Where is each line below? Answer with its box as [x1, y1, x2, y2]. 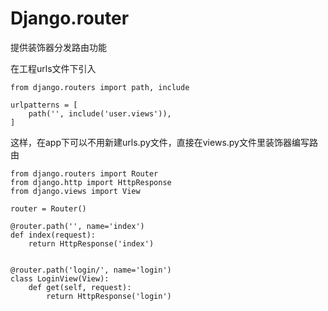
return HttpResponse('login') [46, 291, 172, 301]
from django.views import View [10, 186, 141, 196]
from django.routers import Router [10, 168, 159, 179]
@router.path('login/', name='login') [10, 265, 172, 275]
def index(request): [10, 230, 97, 240]
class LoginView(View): [10, 273, 110, 284]
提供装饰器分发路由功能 [10, 41, 107, 53]
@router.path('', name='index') [10, 221, 145, 231]
